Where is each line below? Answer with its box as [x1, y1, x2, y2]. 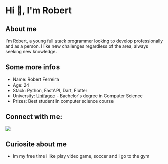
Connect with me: [5, 113, 63, 121]
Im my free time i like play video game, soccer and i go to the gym [12, 153, 150, 159]
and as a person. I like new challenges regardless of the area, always [5, 43, 149, 49]
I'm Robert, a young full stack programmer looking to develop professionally [5, 38, 163, 44]
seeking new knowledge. [5, 49, 57, 54]
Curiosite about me [5, 140, 67, 149]
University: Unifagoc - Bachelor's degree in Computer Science [12, 93, 143, 99]
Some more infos [5, 63, 60, 72]
